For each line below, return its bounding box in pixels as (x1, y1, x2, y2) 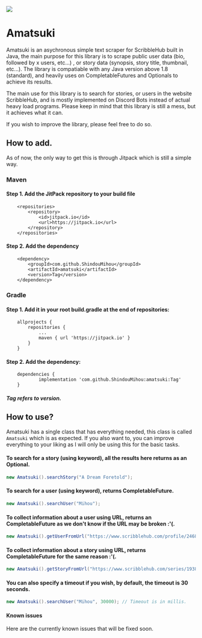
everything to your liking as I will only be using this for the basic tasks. (6, 441, 180, 448)
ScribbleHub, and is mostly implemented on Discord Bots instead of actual (6, 96, 191, 103)
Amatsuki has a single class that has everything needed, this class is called (6, 428, 192, 435)
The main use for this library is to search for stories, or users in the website (6, 90, 192, 97)
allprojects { (17, 319, 52, 325)
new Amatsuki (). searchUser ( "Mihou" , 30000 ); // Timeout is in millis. (6, 599, 187, 605)
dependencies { (17, 372, 55, 378)
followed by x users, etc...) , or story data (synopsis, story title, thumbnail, (6, 59, 189, 66)
